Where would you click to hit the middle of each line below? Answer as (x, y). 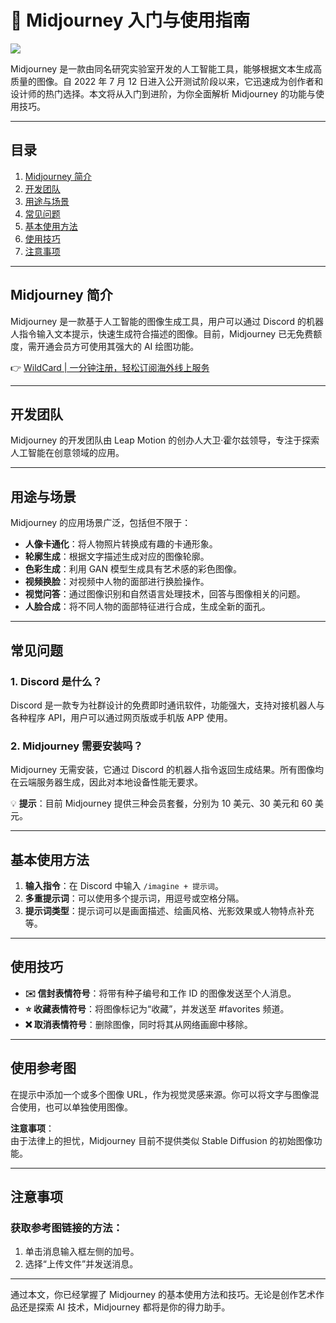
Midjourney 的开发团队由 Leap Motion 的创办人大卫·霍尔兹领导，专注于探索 (165, 440)
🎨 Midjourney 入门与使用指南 (130, 20)
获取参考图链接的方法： (66, 1228)
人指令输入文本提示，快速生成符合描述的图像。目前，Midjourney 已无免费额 (166, 333)
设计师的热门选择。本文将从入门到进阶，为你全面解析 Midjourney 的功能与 (163, 93)
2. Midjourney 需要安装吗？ (77, 746)
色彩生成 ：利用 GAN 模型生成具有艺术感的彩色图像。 (133, 569)
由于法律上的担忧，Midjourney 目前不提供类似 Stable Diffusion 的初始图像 (162, 1140)
